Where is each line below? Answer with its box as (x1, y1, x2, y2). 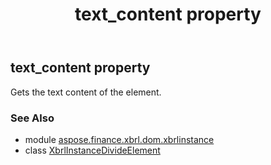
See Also (10, 111, 55, 125)
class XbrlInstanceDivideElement (24, 144, 161, 156)
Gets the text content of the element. (10, 86, 162, 98)
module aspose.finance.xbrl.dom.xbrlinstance (24, 133, 215, 145)
